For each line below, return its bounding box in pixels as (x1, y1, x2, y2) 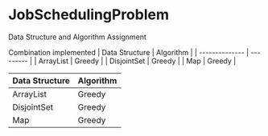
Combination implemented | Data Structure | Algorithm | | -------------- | (8, 47, 249, 57)
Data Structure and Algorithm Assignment (8, 32, 147, 42)
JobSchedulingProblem (8, 6, 169, 24)
